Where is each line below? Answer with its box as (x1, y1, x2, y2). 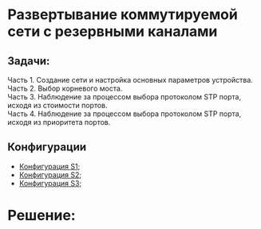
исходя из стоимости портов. (7, 101, 109, 110)
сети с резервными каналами (7, 22, 218, 41)
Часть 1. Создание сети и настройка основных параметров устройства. (7, 76, 253, 84)
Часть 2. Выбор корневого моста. (7, 83, 123, 93)
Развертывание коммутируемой (7, 6, 239, 24)
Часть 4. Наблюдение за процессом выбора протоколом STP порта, (7, 109, 242, 118)
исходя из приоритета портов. (7, 118, 111, 126)
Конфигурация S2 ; (18, 169, 82, 180)
